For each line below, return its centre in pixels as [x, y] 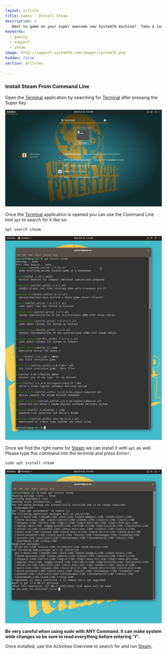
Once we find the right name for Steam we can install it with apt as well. [79, 448]
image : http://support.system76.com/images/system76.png [65, 52]
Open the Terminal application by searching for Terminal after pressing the [82, 97]
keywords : [15, 32]
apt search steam [23, 229]
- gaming [19, 37]
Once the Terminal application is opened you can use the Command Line [80, 214]
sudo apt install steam [30, 463]
